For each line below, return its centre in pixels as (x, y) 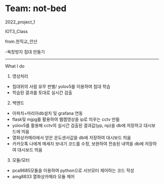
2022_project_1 (20, 22)
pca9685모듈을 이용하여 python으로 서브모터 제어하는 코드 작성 (73, 170)
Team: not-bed (36, 9)
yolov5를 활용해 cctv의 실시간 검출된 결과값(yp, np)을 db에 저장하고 (77, 125)
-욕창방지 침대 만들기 (25, 52)
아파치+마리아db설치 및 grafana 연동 (47, 113)
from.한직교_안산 (21, 41)
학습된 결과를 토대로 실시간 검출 (42, 92)
